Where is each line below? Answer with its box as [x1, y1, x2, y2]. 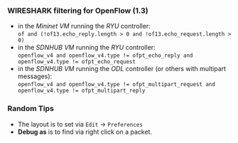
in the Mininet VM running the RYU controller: [17, 22, 151, 31]
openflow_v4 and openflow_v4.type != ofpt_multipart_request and [17, 81, 215, 88]
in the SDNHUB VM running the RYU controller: [17, 43, 156, 52]
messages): [17, 72, 53, 80]
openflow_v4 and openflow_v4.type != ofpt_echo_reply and [17, 52, 193, 59]
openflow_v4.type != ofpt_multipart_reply [17, 88, 146, 95]
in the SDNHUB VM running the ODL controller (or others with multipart [17, 65, 226, 73]
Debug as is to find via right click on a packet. [17, 127, 153, 136]
